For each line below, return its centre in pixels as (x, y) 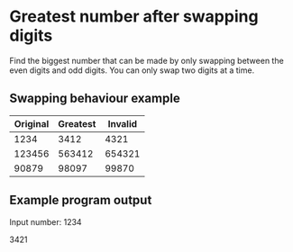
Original (32, 123)
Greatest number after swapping (134, 17)
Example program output (81, 200)
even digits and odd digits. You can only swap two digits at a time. (132, 70)
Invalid (123, 123)
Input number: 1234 (46, 221)
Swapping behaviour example (95, 99)
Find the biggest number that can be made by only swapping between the (146, 60)
